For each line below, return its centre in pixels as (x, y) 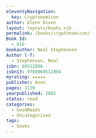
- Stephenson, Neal (35, 60)
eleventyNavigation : (31, 11)
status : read (22, 99)
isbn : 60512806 (25, 66)
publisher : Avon (26, 83)
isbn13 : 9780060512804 (34, 72)
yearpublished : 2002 (31, 93)
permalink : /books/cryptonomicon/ (48, 33)
